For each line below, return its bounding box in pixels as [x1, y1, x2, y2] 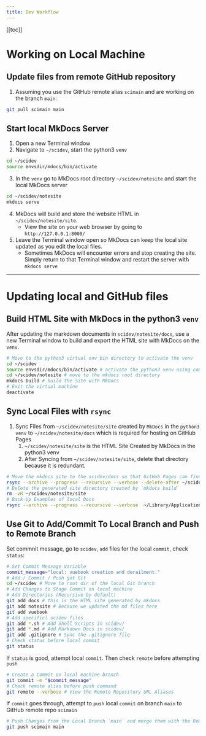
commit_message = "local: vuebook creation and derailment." [6, 569, 161, 575]
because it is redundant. [24, 462, 86, 469]
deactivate [6, 389, 34, 396]
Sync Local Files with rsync [6, 406, 112, 417]
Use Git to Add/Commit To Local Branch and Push [6, 519, 199, 530]
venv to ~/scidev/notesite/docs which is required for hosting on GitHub [15, 429, 196, 436]
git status [6, 643, 34, 649]
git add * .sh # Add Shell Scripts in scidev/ [6, 621, 124, 627]
